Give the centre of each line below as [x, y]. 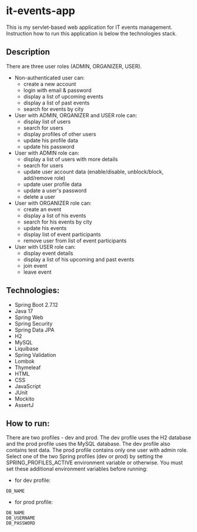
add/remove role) [44, 178]
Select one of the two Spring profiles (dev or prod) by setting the [84, 457]
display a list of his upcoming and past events [79, 259]
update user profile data [53, 184]
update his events [45, 228]
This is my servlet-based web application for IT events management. [89, 27]
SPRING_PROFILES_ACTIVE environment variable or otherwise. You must [95, 463]
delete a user [39, 196]
